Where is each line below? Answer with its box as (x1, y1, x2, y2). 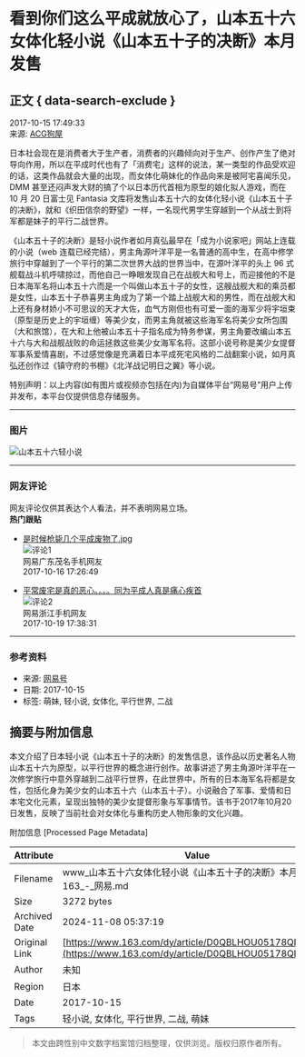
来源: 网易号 (22, 673, 68, 683)
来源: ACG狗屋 (9, 128, 64, 139)
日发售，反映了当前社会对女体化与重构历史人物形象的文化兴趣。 (9, 807, 248, 818)
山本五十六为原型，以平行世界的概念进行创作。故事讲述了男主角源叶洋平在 (9, 762, 288, 773)
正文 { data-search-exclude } (9, 93, 176, 108)
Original (14, 935, 48, 948)
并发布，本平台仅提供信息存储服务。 (9, 391, 145, 401)
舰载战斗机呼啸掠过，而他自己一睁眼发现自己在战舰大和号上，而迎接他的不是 (9, 269, 296, 280)
